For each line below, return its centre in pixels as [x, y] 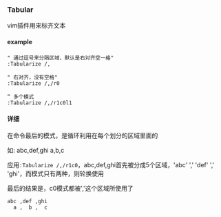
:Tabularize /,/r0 [33, 83]
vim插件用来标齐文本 [36, 26]
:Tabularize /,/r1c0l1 [40, 103]
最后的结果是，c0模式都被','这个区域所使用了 [70, 188]
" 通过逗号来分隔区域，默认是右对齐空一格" [61, 58]
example [20, 41]
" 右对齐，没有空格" [32, 77]
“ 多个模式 [21, 97]
